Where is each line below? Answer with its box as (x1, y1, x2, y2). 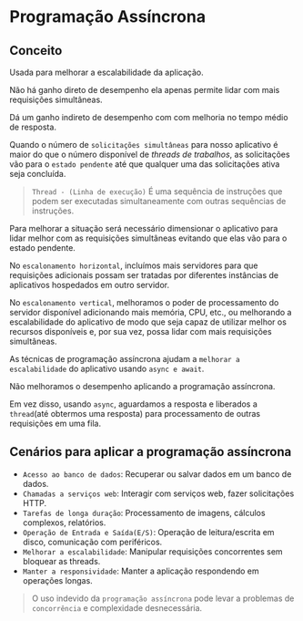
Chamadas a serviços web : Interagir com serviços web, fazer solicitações (22, 488, 295, 499)
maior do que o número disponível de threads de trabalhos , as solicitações (9, 149, 290, 160)
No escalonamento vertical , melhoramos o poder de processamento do (9, 297, 279, 307)
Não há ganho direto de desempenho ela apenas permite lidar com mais (9, 85, 280, 95)
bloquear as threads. (22, 555, 101, 566)
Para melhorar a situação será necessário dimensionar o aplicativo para (9, 223, 278, 233)
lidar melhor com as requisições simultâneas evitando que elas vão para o (9, 233, 288, 243)
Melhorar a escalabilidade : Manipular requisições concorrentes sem (22, 545, 284, 557)
